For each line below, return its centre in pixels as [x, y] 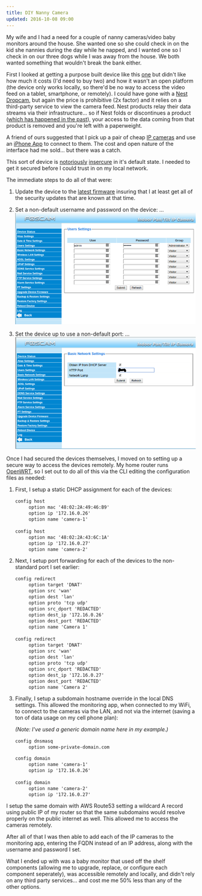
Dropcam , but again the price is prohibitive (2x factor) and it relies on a [94, 100]
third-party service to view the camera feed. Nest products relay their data [99, 106]
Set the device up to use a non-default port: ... [72, 334]
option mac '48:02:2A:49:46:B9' [69, 507]
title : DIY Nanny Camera [37, 13]
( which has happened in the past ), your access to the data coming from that [100, 119]
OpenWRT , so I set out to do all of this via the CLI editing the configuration [98, 471]
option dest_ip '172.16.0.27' [66, 675]
